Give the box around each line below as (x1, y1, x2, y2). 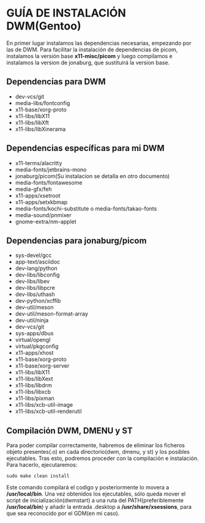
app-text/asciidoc (15, 258, 61, 265)
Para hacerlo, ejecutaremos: (6, 461, 78, 469)
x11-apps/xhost (15, 349, 54, 357)
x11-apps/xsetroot (15, 191, 61, 199)
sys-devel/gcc (15, 251, 52, 259)
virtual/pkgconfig (15, 343, 59, 350)
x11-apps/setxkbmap (15, 198, 68, 206)
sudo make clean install (6, 473, 70, 480)
